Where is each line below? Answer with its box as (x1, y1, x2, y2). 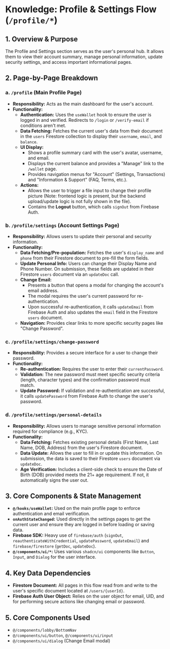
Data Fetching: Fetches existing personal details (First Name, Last (20, 439, 159, 445)
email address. (27, 287, 59, 294)
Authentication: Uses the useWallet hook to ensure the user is (20, 111, 152, 118)
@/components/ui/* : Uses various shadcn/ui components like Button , (12, 549, 155, 555)
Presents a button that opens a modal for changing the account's (27, 282, 164, 288)
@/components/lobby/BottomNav (12, 628, 77, 633)
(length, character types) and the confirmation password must (20, 377, 151, 383)
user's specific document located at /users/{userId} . (12, 588, 125, 594)
